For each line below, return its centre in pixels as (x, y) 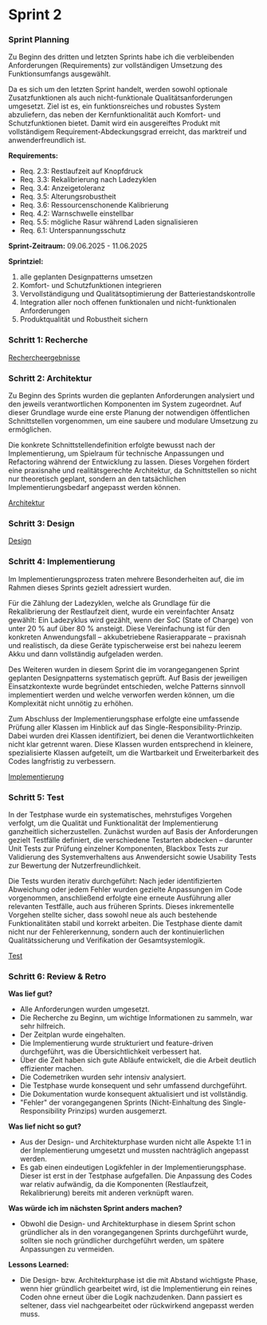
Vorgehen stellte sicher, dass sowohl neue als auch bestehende (113, 915)
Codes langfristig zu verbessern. (62, 761)
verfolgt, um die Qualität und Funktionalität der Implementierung (113, 823)
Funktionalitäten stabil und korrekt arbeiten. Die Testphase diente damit (126, 923)
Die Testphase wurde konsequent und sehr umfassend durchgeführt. (133, 1086)
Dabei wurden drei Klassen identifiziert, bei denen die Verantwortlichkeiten (131, 735)
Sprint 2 (35, 15)
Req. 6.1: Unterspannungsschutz (73, 231)
